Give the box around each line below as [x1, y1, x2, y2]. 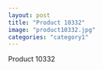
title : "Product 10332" [8, 19, 86, 26]
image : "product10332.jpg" [8, 26, 96, 33]
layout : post [8, 11, 51, 19]
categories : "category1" [8, 33, 89, 41]
